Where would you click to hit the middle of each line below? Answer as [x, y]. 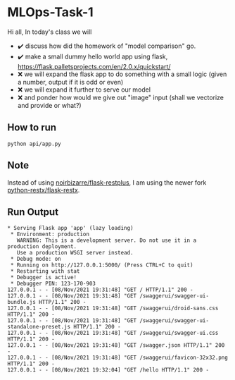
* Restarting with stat [45, 271]
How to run [32, 128]
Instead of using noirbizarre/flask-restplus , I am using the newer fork [107, 182]
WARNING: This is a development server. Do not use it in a [107, 240]
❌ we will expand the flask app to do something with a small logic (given [122, 74]
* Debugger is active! [44, 278]
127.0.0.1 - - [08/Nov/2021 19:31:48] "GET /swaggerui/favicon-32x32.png [118, 358]
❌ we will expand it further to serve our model [84, 90]
